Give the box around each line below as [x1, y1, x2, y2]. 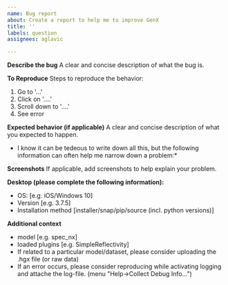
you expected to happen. [7, 131, 79, 139]
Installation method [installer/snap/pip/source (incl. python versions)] [17, 206, 214, 214]
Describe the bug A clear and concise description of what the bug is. [7, 61, 205, 69]
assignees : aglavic [7, 36, 64, 43]
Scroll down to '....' [17, 102, 70, 111]
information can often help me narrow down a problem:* [17, 151, 178, 160]
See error [17, 110, 45, 118]
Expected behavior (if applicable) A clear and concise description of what [7, 123, 220, 131]
